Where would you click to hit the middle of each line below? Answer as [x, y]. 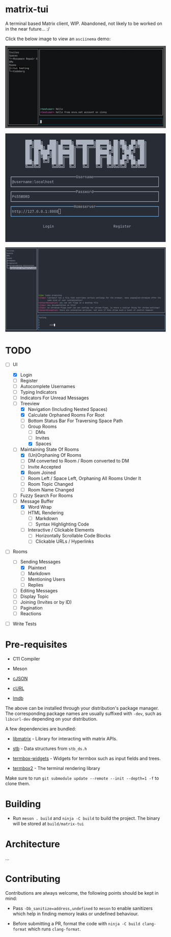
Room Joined [42, 473]
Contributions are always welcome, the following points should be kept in [82, 893]
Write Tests [24, 624]
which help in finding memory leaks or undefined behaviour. [76, 914]
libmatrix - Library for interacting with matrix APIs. [65, 739]
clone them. [18, 784]
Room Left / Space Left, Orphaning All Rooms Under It [84, 478]
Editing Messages [39, 590]
